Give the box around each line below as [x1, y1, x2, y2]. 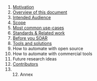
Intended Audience [12, 15, 51, 20]
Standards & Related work [12, 30, 65, 36]
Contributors [12, 61, 39, 67]
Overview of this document [12, 9, 67, 15]
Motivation [12, 4, 35, 10]
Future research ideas [12, 56, 57, 61]
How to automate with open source [12, 46, 83, 51]
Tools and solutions [12, 40, 52, 46]
